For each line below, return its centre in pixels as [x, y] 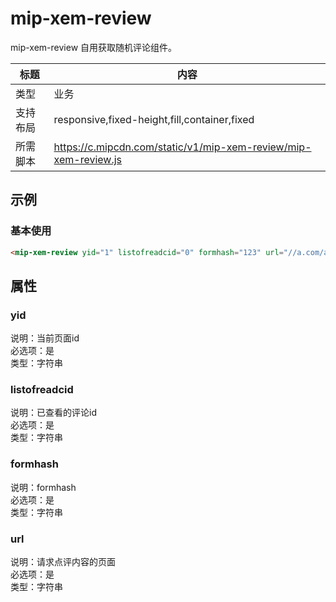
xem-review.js [88, 159]
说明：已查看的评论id [53, 413]
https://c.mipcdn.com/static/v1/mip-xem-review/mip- [182, 147]
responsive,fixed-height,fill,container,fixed [154, 119]
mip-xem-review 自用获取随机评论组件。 [94, 47]
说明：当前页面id [45, 338]
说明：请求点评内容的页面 [63, 562]
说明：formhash [43, 487]
